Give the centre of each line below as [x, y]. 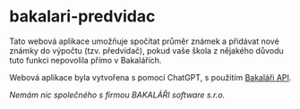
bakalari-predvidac [82, 17]
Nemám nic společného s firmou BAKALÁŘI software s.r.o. [117, 95]
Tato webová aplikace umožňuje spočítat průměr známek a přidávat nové [144, 41]
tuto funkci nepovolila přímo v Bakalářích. [86, 60]
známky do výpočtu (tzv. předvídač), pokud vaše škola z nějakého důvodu [146, 50]
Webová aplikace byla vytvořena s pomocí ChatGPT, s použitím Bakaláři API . [150, 77]
